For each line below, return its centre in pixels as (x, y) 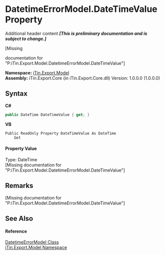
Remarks (19, 186)
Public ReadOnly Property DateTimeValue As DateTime (61, 133)
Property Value (21, 149)
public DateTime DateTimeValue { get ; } (48, 115)
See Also (19, 219)
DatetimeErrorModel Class (32, 242)
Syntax (16, 94)
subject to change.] (26, 39)
